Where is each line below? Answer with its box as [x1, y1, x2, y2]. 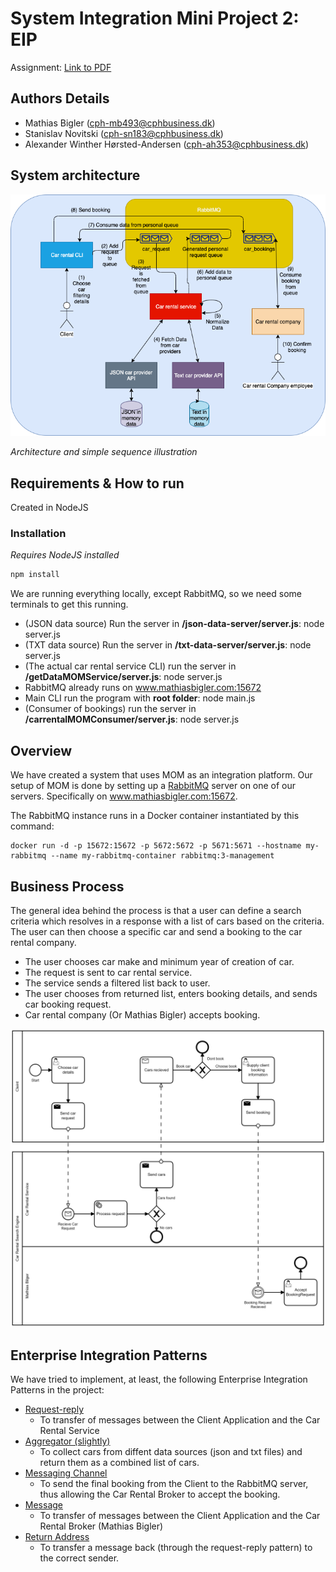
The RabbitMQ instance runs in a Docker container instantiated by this [10, 810, 300, 822]
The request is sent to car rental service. [24, 966, 193, 978]
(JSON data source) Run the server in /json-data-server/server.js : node [24, 618, 325, 630]
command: [10, 820, 55, 832]
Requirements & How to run [10, 475, 185, 492]
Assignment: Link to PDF [10, 61, 112, 73]
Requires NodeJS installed [10, 549, 120, 561]
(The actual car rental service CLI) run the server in [24, 660, 237, 672]
